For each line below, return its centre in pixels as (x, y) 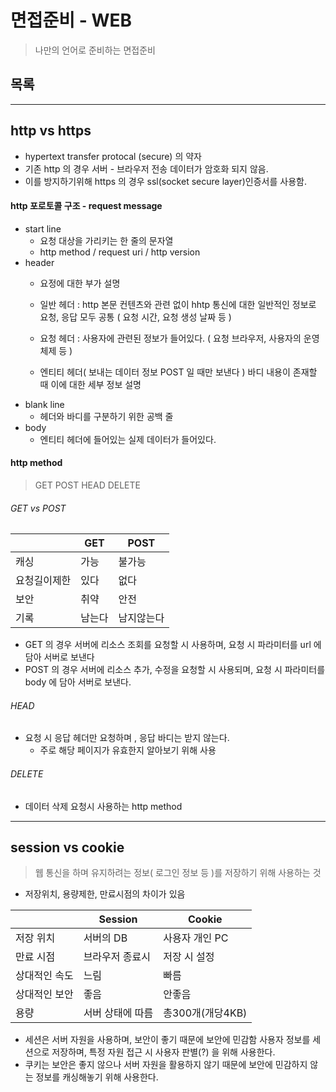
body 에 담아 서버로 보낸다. (78, 682)
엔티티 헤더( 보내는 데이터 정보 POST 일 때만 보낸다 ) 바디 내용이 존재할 (178, 372)
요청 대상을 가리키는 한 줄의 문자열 (106, 240)
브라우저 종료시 (117, 957)
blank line (44, 404)
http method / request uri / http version (120, 252)
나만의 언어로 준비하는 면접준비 (95, 50)
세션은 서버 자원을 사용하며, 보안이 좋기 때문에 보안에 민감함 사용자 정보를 (167, 1040)
